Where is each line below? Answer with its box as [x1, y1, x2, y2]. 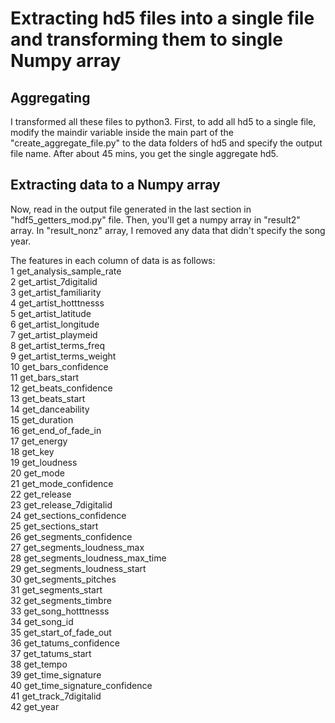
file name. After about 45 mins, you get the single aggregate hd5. [10, 148, 279, 159]
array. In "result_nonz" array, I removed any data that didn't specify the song [10, 224, 326, 236]
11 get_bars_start [10, 371, 80, 383]
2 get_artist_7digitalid [10, 275, 98, 287]
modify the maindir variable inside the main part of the [10, 127, 234, 138]
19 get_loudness [10, 456, 78, 468]
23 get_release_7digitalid [10, 498, 113, 511]
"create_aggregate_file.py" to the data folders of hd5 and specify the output [10, 137, 323, 149]
